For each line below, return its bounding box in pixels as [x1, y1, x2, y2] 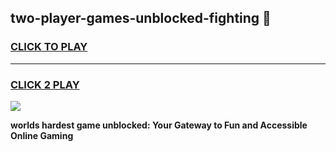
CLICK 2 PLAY [10, 77, 80, 91]
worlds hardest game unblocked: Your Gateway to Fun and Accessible [10, 119, 308, 131]
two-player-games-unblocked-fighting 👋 [10, 10, 272, 27]
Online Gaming [10, 129, 74, 141]
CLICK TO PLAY [10, 40, 88, 54]
